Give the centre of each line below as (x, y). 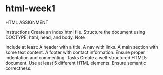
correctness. (18, 68)
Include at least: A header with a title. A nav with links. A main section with (82, 47)
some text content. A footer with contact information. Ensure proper (75, 52)
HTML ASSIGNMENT (27, 22)
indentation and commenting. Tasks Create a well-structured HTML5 (76, 57)
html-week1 (30, 9)
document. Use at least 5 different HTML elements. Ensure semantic (76, 63)
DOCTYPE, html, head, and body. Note (45, 37)
